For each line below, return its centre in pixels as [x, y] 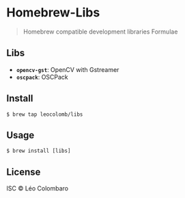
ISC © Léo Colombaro [38, 188]
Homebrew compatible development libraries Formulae [100, 32]
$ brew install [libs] [39, 151]
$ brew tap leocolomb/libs [45, 114]
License [24, 172]
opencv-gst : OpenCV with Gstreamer [68, 69]
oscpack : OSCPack [42, 77]
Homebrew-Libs [53, 13]
